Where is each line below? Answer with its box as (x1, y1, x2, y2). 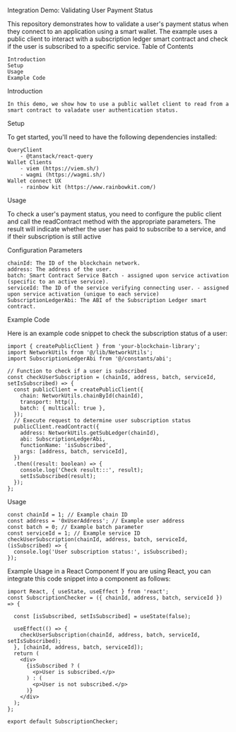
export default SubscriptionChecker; (7, 718, 119, 725)
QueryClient (7, 146, 42, 153)
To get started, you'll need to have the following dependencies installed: (7, 133, 218, 141)
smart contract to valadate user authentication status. (7, 107, 179, 114)
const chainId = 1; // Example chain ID (7, 511, 129, 518)
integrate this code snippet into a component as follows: (7, 574, 171, 583)
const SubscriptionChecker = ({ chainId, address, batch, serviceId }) (7, 594, 223, 601)
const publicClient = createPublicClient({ (13, 386, 143, 393)
